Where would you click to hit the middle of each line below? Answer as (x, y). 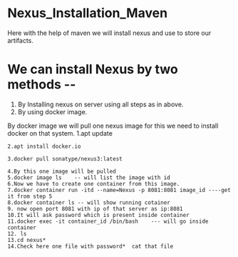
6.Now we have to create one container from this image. (94, 183)
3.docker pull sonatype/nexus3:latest (65, 158)
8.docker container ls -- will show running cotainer (89, 202)
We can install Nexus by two (93, 70)
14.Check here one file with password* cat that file (90, 246)
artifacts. (21, 40)
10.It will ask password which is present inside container (99, 215)
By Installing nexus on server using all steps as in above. (100, 104)
